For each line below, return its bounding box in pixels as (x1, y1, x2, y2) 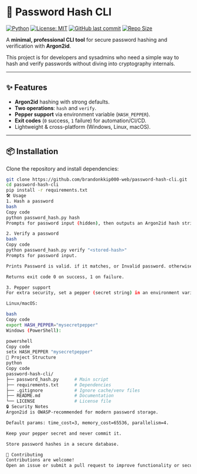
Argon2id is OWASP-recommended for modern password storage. (6, 409, 159, 415)
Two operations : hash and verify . (14, 104, 97, 111)
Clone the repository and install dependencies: (6, 165, 119, 172)
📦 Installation (6, 146, 59, 156)
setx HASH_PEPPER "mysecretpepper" (6, 349, 93, 355)
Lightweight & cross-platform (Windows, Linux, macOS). (14, 123, 151, 130)
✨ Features (6, 82, 47, 93)
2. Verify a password (6, 231, 59, 237)
